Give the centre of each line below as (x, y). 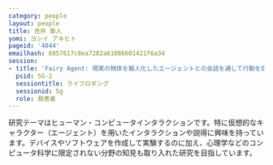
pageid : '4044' (34, 46)
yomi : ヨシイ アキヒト (43, 38)
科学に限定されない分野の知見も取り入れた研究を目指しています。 (147, 153)
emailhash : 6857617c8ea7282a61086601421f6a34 (87, 53)
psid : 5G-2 (34, 76)
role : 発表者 (36, 99)
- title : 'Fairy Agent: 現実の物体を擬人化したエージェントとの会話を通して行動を (135, 69)
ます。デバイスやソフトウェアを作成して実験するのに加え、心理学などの (129, 143)
